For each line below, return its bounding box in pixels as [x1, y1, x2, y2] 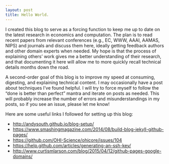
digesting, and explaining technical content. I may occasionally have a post [5, 79, 163, 86]
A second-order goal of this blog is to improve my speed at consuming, [5, 74, 155, 80]
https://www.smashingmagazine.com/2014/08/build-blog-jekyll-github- [12, 126, 164, 132]
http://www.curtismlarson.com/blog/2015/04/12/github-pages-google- [12, 148, 162, 154]
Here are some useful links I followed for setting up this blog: [5, 111, 133, 117]
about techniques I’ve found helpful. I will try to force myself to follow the [5, 85, 159, 91]
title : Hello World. [5, 12, 50, 17]
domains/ [12, 153, 33, 159]
